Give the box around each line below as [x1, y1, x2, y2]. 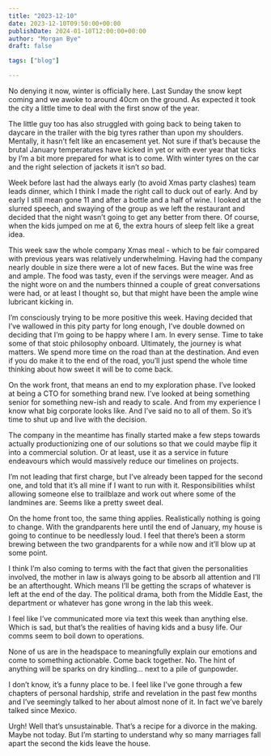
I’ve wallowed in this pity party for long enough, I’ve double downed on [8, 321, 245, 331]
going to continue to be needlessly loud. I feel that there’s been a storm [8, 530, 246, 540]
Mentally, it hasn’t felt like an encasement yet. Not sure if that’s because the [8, 136, 260, 146]
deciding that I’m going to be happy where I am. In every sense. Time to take [8, 330, 264, 339]
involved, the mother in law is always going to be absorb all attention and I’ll [8, 573, 260, 582]
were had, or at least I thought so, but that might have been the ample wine [8, 289, 259, 298]
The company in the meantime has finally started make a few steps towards [8, 431, 260, 440]
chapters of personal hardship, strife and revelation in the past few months [8, 689, 257, 698]
